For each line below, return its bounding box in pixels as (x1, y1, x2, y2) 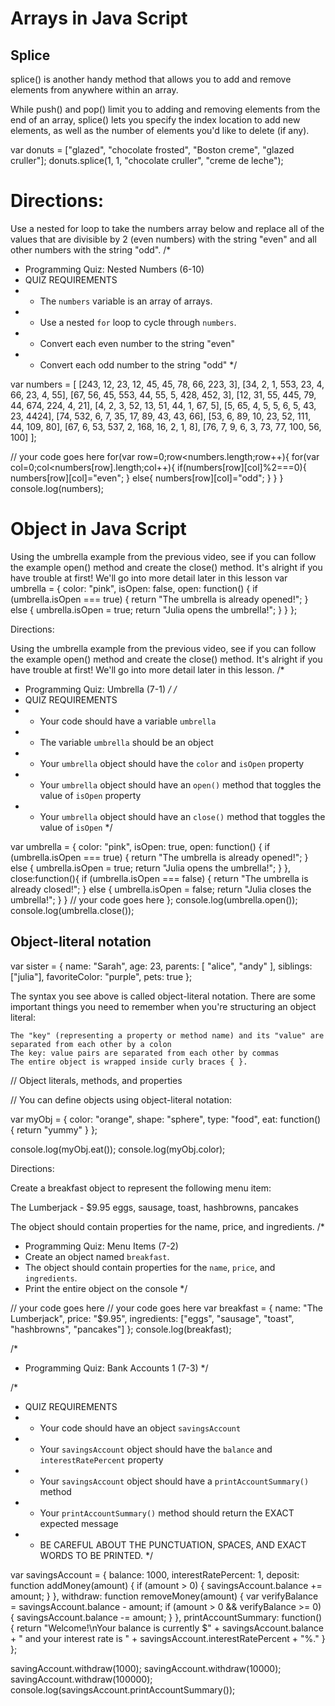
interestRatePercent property (39, 1453, 164, 1466)
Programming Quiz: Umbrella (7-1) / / (24, 683, 177, 695)
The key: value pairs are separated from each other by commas (10, 1048, 280, 1058)
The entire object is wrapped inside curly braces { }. (10, 1057, 248, 1067)
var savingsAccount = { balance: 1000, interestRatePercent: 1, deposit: (10, 1568, 300, 1581)
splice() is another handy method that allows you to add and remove (10, 73, 292, 85)
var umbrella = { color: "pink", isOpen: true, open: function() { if (10, 840, 271, 852)
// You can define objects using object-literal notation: (10, 1093, 233, 1106)
